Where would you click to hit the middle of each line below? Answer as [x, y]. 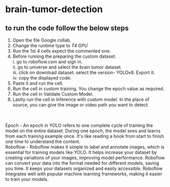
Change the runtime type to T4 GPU [50, 46]
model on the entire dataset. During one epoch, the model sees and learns [83, 131]
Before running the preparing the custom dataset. [64, 56]
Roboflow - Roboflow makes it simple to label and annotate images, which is [85, 147]
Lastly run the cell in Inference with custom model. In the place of [81, 99]
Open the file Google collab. [42, 40]
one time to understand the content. [43, 141]
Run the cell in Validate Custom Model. [53, 94]
